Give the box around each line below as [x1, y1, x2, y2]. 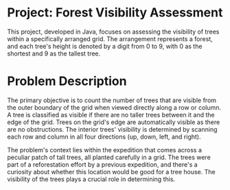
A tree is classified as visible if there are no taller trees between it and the [7, 110, 215, 119]
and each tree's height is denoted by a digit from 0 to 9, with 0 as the [7, 42, 203, 50]
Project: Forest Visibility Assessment [7, 5, 223, 21]
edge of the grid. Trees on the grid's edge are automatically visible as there [7, 118, 220, 126]
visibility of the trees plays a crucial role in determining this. [7, 175, 176, 183]
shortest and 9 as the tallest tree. [7, 49, 101, 58]
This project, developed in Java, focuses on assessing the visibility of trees [7, 27, 220, 36]
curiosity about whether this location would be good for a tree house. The [7, 167, 216, 176]
